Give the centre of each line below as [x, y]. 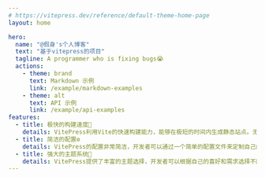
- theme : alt [44, 95]
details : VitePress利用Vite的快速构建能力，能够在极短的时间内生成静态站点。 [138, 132]
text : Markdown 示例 [62, 81]
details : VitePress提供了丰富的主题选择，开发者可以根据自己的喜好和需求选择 [136, 161]
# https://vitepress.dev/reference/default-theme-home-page [109, 15]
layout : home [30, 23]
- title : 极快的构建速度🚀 [54, 125]
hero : [17, 37]
